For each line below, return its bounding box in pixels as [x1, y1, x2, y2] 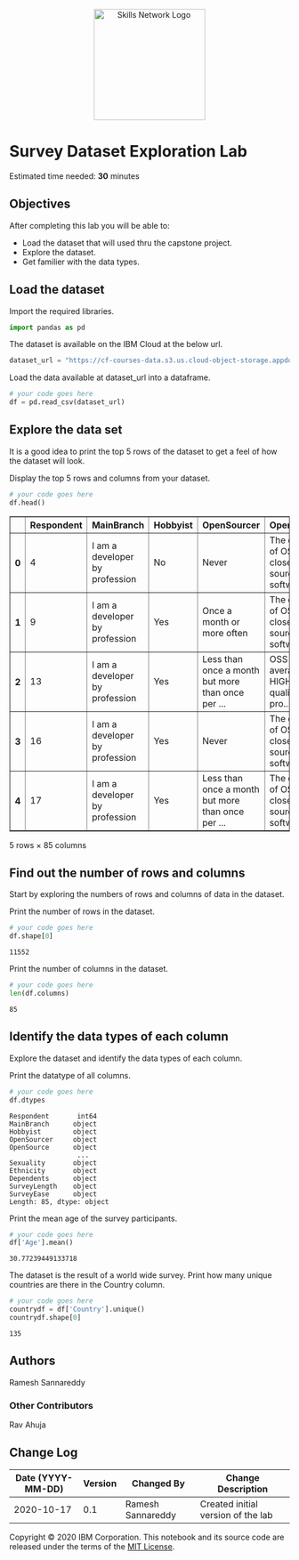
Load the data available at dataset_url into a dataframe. [9, 372, 211, 383]
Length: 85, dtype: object [9, 1197, 109, 1206]
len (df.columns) [9, 989, 69, 998]
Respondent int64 [9, 1111, 98, 1120]
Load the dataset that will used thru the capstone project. [21, 237, 233, 248]
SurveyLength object [9, 1182, 98, 1191]
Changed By [132, 1477, 185, 1490]
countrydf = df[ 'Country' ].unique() [9, 1305, 145, 1314]
